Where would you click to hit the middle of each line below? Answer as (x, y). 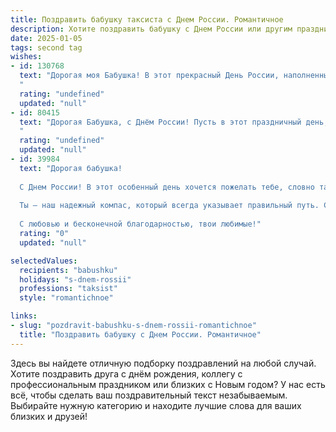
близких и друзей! (49, 416)
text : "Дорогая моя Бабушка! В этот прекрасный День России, (149, 76)
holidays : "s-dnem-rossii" (75, 279)
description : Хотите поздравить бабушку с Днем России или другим (151, 29)
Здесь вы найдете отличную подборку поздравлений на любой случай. (163, 363)
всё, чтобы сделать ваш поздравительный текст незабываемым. (149, 395)
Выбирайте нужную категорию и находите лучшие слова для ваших (156, 405)
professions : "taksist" (68, 289)
